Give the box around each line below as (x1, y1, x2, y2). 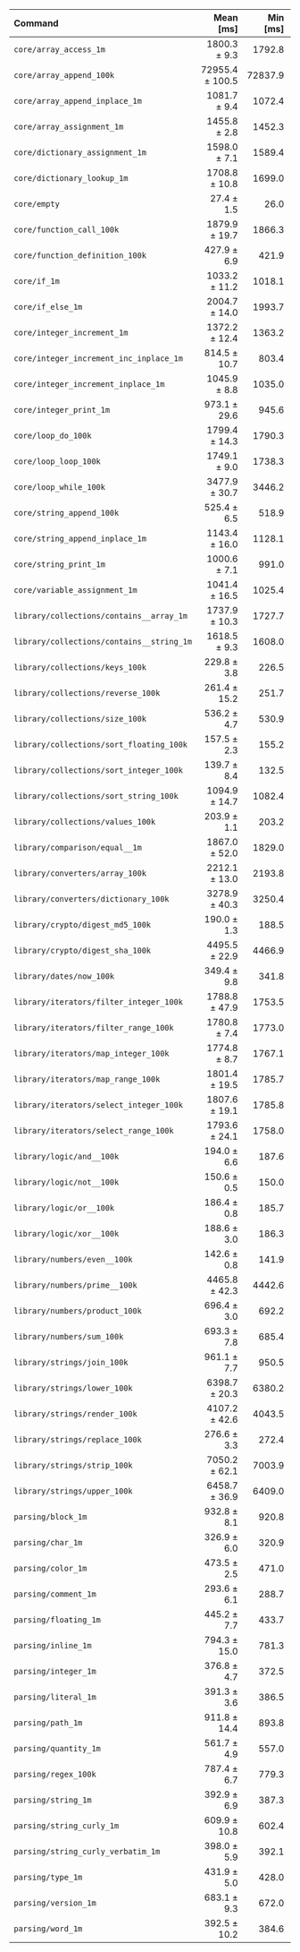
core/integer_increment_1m (13, 328, 129, 338)
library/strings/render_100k (13, 1409, 137, 1418)
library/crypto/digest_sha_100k (13, 946, 152, 955)
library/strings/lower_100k (13, 1383, 133, 1393)
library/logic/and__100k (13, 1152, 120, 1161)
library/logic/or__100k (13, 1203, 115, 1212)
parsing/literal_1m (13, 1692, 96, 1702)
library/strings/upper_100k (13, 1486, 133, 1496)
